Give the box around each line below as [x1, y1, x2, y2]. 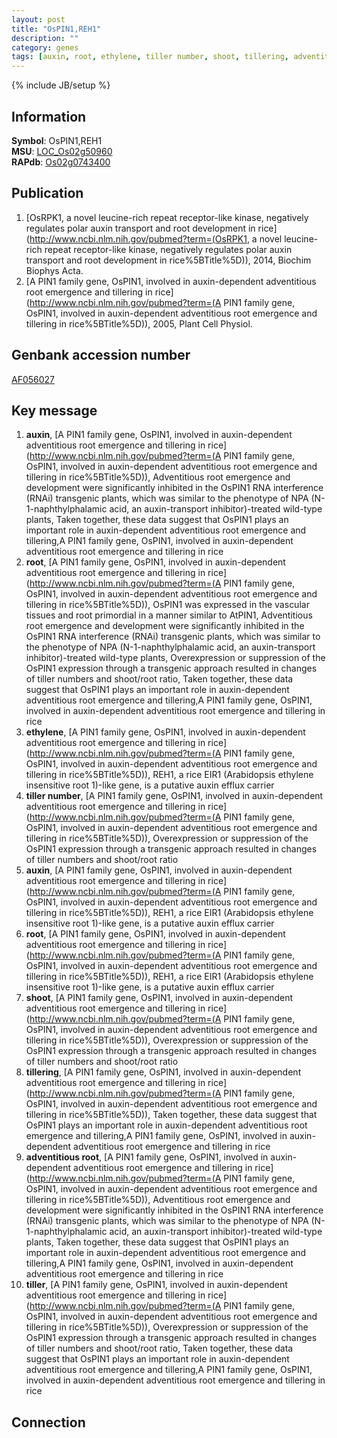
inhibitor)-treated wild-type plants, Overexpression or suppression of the [25, 652, 326, 664]
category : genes [11, 42, 79, 53]
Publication [11, 185, 84, 202]
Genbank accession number [11, 347, 191, 364]
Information [11, 108, 87, 125]
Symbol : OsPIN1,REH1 [11, 134, 103, 146]
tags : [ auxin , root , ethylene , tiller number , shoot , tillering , [11, 52, 289, 62]
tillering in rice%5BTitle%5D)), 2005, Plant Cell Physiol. [25, 317, 253, 330]
